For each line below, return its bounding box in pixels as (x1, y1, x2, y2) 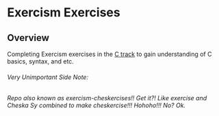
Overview (7, 32, 50, 44)
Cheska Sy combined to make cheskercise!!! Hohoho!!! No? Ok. (7, 101, 186, 110)
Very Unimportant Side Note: (7, 73, 89, 81)
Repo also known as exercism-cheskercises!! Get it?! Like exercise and (7, 94, 207, 102)
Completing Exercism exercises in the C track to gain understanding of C (7, 50, 212, 58)
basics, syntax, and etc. (7, 57, 74, 66)
